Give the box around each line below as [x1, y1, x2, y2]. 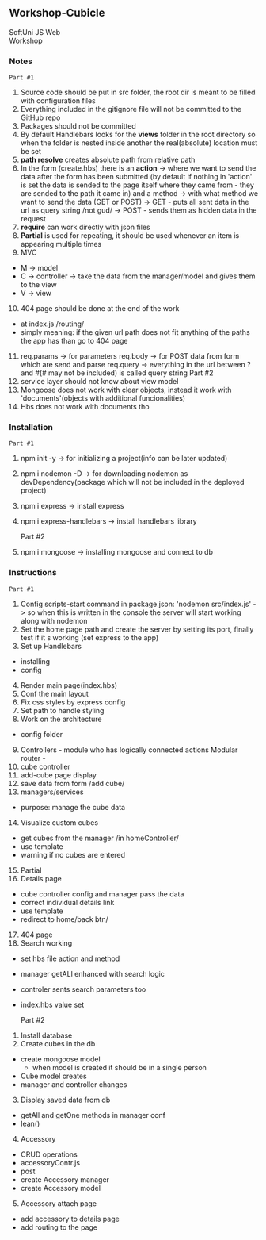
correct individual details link [20, 897, 115, 907]
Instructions [9, 567, 58, 578]
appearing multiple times [20, 240, 102, 249]
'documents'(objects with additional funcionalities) [20, 393, 185, 403]
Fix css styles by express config [20, 697, 126, 707]
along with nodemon [20, 616, 88, 625]
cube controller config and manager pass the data [20, 889, 184, 899]
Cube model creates [20, 1071, 87, 1081]
